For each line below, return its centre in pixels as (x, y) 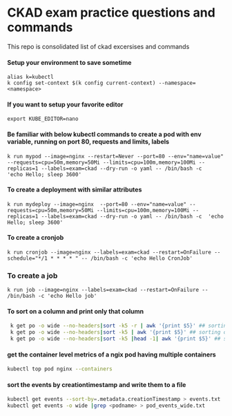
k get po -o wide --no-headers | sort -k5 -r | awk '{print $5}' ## (108, 326)
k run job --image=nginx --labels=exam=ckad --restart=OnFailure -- (108, 290)
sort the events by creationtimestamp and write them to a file (97, 384)
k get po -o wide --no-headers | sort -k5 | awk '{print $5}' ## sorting (115, 332)
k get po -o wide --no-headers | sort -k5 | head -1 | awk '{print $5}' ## (115, 339)
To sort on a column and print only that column (75, 311)
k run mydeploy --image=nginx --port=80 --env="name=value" (97, 204)
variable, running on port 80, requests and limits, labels (88, 141)
